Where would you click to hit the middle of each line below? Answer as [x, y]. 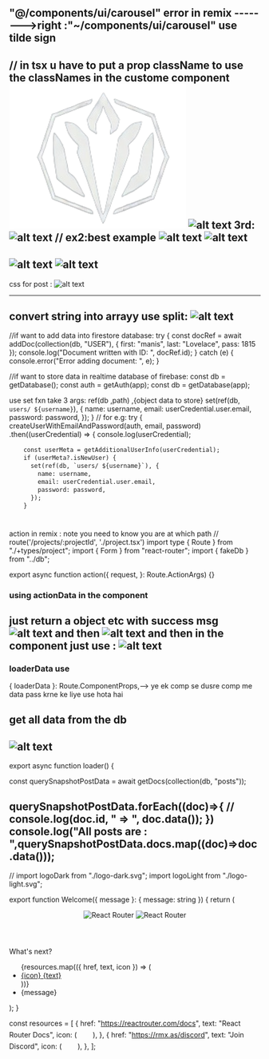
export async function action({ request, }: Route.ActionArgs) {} [112, 574]
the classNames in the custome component [119, 78]
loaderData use [40, 668]
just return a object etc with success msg [114, 621]
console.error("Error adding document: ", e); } [84, 361]
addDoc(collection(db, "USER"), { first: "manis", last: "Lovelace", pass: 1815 [133, 344]
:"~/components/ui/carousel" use [150, 26]
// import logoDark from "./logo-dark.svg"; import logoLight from [115, 876]
